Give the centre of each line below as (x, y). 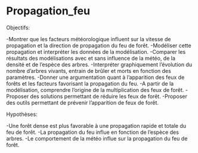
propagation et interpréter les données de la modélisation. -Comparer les (96, 51)
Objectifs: (18, 27)
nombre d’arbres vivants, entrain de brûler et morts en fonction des (89, 71)
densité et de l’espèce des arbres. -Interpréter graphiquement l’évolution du (99, 65)
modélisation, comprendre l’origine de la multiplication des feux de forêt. (95, 90)
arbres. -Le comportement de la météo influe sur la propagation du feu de (97, 138)
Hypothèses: (22, 114)
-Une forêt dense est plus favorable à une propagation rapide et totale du (96, 126)
